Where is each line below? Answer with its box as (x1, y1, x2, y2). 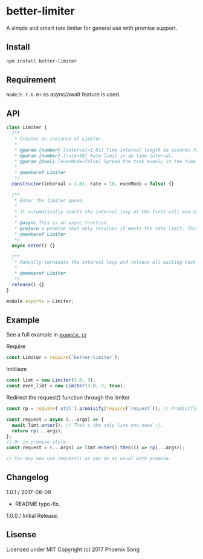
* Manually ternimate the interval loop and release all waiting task (14, 259, 196, 265)
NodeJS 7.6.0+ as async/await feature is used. (6, 91, 121, 98)
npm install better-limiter (6, 58, 77, 64)
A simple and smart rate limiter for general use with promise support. (6, 24, 178, 32)
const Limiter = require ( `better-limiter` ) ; (6, 355, 120, 361)
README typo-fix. (14, 500, 60, 507)
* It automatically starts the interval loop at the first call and (14, 209, 190, 215)
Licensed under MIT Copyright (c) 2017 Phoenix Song (6, 546, 140, 553)
